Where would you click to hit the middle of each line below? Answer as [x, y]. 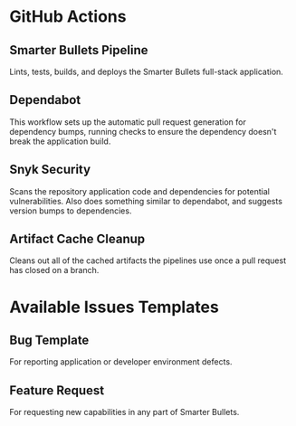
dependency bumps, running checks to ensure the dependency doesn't [143, 131]
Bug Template [49, 341]
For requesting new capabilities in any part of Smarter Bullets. [124, 412]
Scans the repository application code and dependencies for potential [139, 191]
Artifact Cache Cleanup [77, 239]
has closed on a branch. [54, 270]
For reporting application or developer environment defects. [121, 362]
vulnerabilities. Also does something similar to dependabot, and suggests [146, 201]
